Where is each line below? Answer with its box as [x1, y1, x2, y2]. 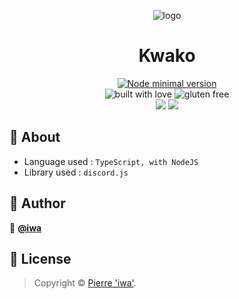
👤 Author [9, 195, 66, 212]
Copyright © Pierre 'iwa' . [33, 277, 137, 289]
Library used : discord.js [23, 166, 129, 178]
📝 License [9, 250, 72, 267]
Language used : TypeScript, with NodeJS [23, 155, 199, 167]
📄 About [9, 129, 61, 146]
